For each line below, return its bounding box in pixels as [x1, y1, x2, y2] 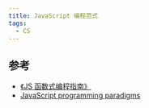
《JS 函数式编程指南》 [19, 81, 92, 91]
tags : [8, 19, 27, 27]
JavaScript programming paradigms [19, 90, 141, 101]
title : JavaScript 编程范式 [8, 11, 99, 20]
